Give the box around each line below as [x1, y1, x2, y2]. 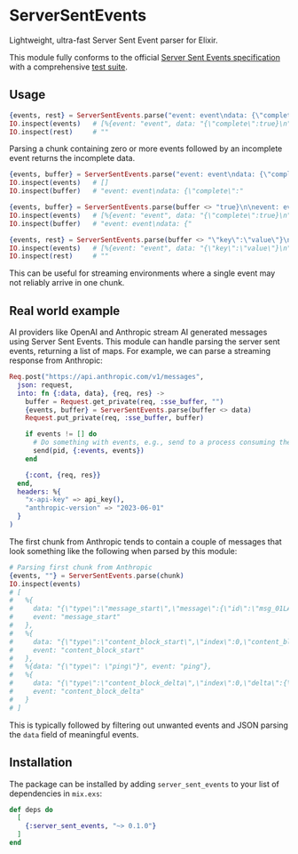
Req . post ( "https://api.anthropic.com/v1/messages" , [9, 373, 204, 382]
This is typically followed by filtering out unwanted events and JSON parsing [9, 720, 288, 730]
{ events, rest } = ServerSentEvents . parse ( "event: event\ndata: [9, 110, 248, 120]
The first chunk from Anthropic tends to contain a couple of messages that [9, 536, 282, 547]
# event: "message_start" [9, 613, 122, 622]
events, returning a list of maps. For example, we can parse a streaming [9, 346, 271, 357]
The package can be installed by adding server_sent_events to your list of [9, 778, 279, 789]
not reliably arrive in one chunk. [9, 278, 125, 288]
